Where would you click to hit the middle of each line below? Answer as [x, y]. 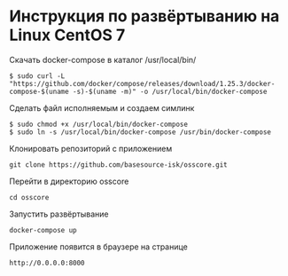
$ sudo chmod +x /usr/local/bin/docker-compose [99, 124]
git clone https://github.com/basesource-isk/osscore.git [118, 165]
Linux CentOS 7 [67, 35]
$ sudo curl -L [37, 76]
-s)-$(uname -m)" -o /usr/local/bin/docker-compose [170, 91]
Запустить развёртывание [59, 214]
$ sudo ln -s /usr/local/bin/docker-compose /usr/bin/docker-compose [140, 132]
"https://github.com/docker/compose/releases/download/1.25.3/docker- [142, 83]
